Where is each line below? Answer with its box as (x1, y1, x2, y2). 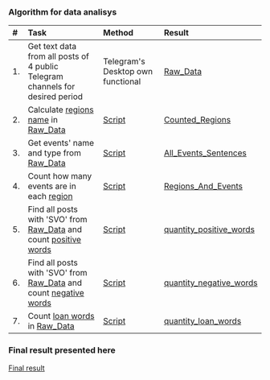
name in (27, 114, 59, 126)
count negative (27, 287, 84, 299)
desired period (27, 91, 83, 102)
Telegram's (103, 56, 146, 67)
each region (27, 191, 73, 202)
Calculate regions (27, 104, 94, 115)
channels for (27, 81, 76, 93)
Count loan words (27, 311, 95, 322)
